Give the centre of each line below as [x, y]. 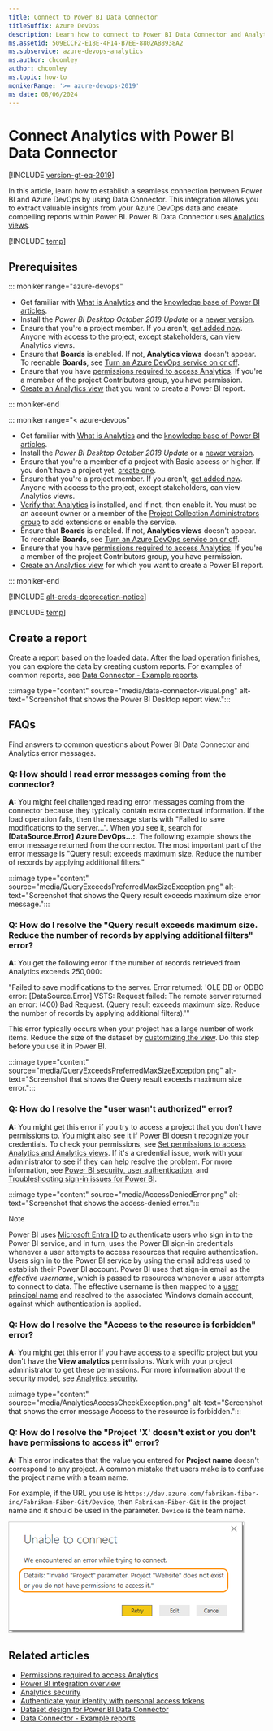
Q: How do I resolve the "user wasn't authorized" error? [121, 1109]
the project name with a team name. [69, 1477]
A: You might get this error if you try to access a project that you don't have [135, 1126]
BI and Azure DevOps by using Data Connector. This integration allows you [134, 200]
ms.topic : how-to [38, 77]
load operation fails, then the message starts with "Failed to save [117, 819]
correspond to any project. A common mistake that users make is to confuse [136, 1469]
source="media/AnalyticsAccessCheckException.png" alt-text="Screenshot [136, 1403]
